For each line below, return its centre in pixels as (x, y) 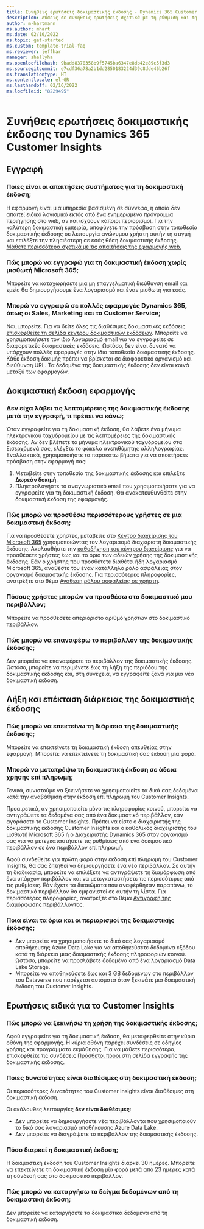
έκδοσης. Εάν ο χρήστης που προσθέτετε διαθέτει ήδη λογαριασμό (92, 562)
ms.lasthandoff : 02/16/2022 (42, 86)
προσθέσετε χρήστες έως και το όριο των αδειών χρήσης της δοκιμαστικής (102, 555)
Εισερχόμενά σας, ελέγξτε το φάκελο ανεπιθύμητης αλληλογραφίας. (95, 449)
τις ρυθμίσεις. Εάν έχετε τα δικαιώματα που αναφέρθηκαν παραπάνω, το (100, 885)
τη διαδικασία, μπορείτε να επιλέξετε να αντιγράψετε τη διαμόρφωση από (101, 872)
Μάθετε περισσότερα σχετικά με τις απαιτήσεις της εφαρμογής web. (94, 247)
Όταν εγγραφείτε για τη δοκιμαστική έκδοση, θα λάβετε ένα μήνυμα (94, 429)
